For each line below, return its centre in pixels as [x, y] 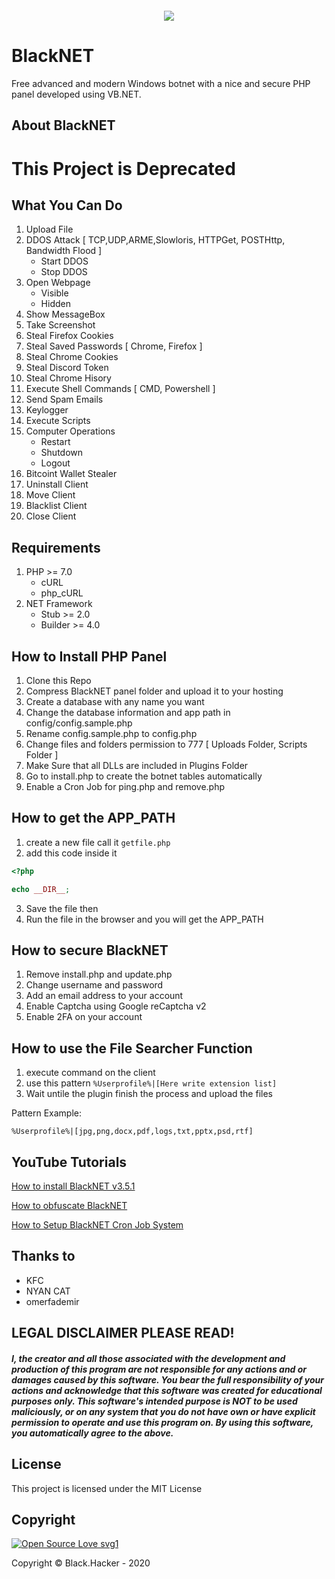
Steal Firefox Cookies [69, 336]
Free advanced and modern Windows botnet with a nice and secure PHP [161, 83]
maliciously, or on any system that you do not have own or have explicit [163, 1411]
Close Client [51, 516]
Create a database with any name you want [115, 701]
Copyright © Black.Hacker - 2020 [81, 1563]
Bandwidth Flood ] [64, 251]
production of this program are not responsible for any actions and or [159, 1369]
